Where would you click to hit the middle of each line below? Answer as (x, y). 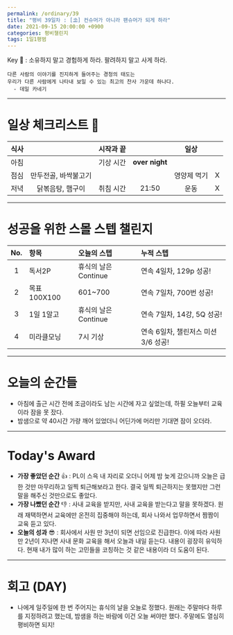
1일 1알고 (44, 314)
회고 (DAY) (37, 587)
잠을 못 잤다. (47, 412)
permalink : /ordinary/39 (43, 14)
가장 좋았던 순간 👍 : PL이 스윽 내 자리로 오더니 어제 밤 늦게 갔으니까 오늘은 (118, 475)
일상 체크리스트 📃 (53, 125)
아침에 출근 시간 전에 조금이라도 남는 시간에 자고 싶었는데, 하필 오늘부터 (113, 403)
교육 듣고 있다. (37, 523)
